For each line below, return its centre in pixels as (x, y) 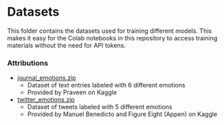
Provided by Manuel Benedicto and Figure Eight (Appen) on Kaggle (122, 114)
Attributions (28, 63)
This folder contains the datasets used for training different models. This (109, 31)
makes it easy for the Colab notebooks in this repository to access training (112, 38)
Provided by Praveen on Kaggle (72, 92)
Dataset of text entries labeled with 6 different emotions (106, 85)
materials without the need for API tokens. (66, 45)
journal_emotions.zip (46, 78)
